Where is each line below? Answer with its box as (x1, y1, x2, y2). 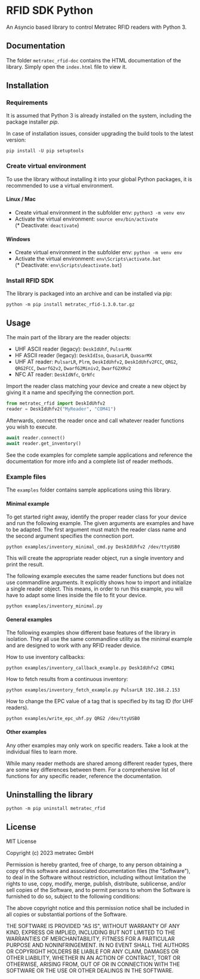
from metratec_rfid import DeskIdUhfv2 (6, 400, 106, 406)
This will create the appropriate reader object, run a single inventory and (6, 555, 184, 562)
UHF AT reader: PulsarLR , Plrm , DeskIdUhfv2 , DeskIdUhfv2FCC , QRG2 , (14, 358, 178, 366)
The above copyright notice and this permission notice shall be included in (6, 905, 189, 912)
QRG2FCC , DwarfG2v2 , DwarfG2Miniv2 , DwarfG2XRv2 (14, 365, 131, 372)
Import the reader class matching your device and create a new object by (6, 382, 187, 390)
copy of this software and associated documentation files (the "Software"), (6, 867, 191, 875)
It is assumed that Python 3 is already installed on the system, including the (6, 112, 192, 119)
